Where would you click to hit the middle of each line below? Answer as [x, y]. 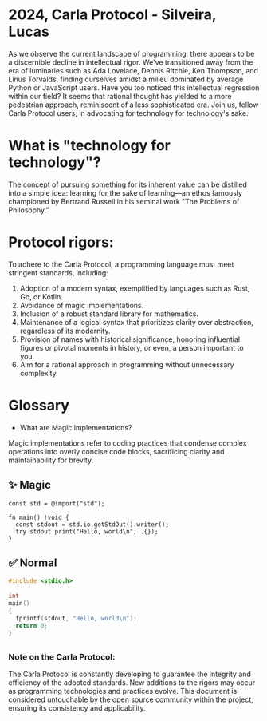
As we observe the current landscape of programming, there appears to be [132, 53]
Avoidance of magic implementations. [82, 305]
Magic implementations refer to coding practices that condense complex [128, 443]
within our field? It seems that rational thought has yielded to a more [120, 96]
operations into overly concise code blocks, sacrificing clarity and [116, 451]
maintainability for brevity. [51, 460]
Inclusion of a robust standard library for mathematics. [109, 314]
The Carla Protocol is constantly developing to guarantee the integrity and [130, 674]
